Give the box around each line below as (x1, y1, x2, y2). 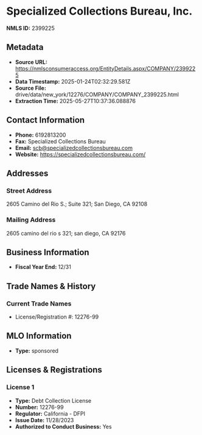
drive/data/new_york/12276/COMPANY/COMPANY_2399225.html (15, 90, 179, 98)
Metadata (6, 42, 44, 52)
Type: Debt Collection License (15, 397, 92, 404)
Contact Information (6, 115, 85, 126)
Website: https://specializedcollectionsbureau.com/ (15, 151, 146, 158)
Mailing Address (6, 215, 56, 224)
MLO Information (6, 331, 72, 341)
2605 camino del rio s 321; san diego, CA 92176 (6, 229, 126, 237)
